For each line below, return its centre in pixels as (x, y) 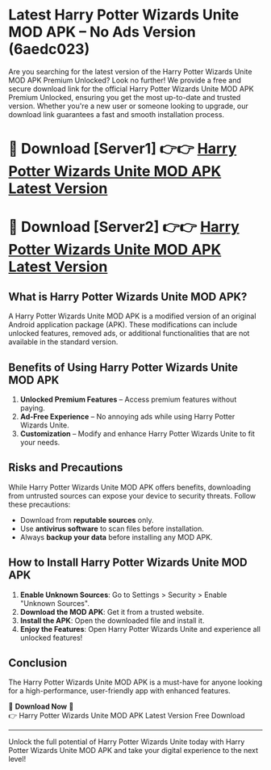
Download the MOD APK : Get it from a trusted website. (112, 612)
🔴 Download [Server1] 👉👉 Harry (123, 149)
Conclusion (38, 663)
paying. (33, 408)
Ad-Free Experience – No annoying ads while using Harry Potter (127, 416)
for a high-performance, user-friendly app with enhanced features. (120, 691)
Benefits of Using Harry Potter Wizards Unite (123, 367)
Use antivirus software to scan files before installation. (112, 528)
